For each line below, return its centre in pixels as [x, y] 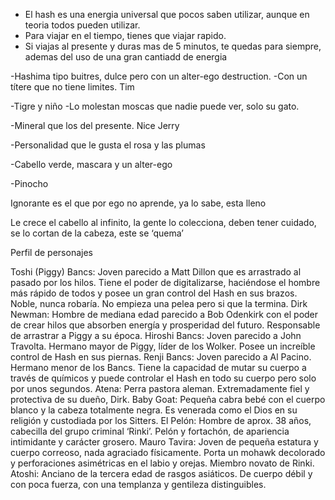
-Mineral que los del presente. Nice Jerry [95, 125]
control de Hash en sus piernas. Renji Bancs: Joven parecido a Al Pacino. [161, 357]
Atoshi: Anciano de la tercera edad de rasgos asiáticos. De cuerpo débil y [161, 473]
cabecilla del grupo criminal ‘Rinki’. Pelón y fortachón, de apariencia [150, 431]
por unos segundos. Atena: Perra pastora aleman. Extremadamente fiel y [160, 388]
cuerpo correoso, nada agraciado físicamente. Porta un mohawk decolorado [168, 452]
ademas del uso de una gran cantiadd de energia [126, 57]
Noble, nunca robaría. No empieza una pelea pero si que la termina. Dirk [159, 303]
